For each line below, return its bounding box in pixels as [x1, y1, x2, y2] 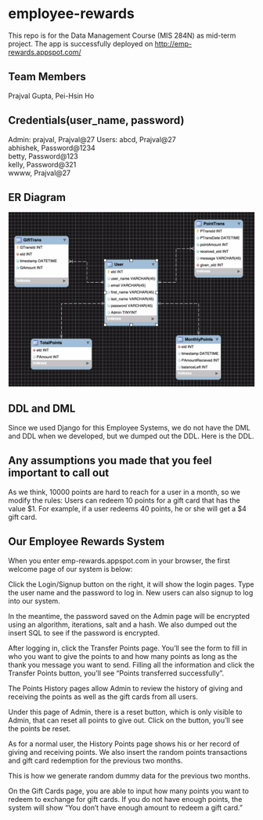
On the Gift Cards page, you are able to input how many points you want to [8, 786, 249, 796]
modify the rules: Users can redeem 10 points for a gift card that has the [8, 496, 240, 505]
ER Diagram [8, 190, 67, 204]
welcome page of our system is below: [8, 564, 133, 573]
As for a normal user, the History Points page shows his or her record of [8, 739, 240, 749]
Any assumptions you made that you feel [8, 454, 213, 467]
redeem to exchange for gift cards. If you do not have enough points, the [8, 794, 243, 804]
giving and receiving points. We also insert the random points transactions [8, 747, 248, 756]
